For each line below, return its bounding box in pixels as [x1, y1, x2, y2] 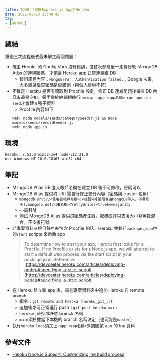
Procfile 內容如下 [19, 106, 54, 112]
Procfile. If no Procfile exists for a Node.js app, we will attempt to [24, 246, 154, 252]
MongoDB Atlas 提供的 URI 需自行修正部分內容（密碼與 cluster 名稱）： [12, 190, 153, 197]
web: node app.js [12, 125, 48, 130]
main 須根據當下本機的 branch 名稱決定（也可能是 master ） [19, 316, 135, 322]
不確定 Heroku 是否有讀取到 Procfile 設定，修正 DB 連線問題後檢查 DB [12, 88, 152, 94]
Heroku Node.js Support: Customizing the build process [12, 351, 125, 357]
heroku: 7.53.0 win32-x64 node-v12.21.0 [5, 152, 89, 157]
